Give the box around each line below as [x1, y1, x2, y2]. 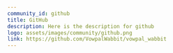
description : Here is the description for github [7, 23, 155, 30]
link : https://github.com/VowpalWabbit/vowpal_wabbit [7, 36, 167, 43]
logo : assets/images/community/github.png [7, 29, 133, 36]
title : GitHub [7, 17, 49, 23]
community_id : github [7, 10, 70, 17]
